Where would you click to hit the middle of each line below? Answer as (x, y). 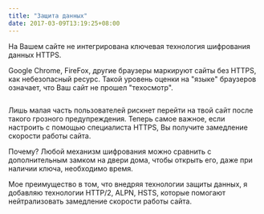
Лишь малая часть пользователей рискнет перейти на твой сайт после (131, 110)
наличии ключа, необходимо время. (71, 168)
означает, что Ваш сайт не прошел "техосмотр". (91, 87)
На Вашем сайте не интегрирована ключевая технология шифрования (130, 46)
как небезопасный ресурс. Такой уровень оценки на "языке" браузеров (132, 79)
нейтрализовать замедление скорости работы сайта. (100, 201)
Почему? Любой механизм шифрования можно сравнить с (110, 151)
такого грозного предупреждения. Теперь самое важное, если (117, 118)
